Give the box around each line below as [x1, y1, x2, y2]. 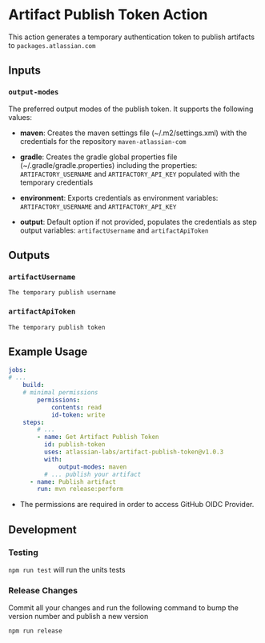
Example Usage [8, 345, 88, 358]
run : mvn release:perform [37, 485, 124, 493]
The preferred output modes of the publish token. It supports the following [8, 104, 254, 114]
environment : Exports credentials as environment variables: [19, 193, 219, 202]
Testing [8, 546, 38, 557]
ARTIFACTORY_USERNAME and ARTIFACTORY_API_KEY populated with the [19, 169, 240, 178]
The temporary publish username [8, 289, 116, 297]
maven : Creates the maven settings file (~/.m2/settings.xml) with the [19, 128, 247, 138]
